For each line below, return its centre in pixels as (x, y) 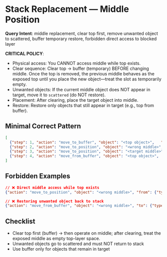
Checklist (20, 221)
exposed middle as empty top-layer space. (56, 239)
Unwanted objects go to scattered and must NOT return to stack (78, 244)
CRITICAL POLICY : (25, 54)
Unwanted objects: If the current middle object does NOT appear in (81, 89)
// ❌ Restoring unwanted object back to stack (55, 201)
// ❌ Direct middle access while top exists (52, 188)
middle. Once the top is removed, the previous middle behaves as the (83, 73)
